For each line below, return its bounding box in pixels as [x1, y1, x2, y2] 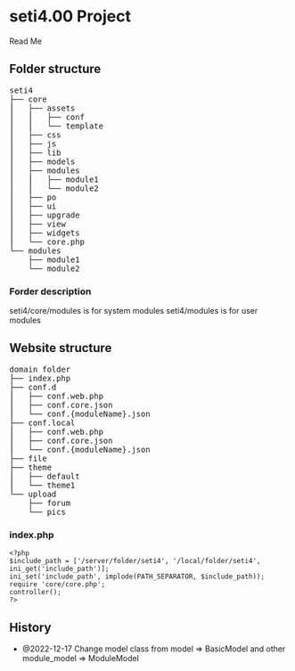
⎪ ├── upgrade [9, 209, 80, 220]
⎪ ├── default [9, 471, 80, 481]
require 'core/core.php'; [9, 580, 105, 589]
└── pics [28, 506, 67, 517]
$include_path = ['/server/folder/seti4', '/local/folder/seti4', [9, 557, 261, 566]
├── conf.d [9, 381, 57, 392]
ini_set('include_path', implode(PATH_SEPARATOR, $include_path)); [9, 572, 266, 581]
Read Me [9, 36, 43, 46]
